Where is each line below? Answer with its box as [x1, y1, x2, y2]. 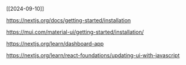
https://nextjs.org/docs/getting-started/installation [6, 17, 131, 23]
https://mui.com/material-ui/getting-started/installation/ [6, 28, 144, 36]
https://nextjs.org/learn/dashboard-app [6, 40, 104, 47]
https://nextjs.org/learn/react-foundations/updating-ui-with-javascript [6, 52, 180, 59]
